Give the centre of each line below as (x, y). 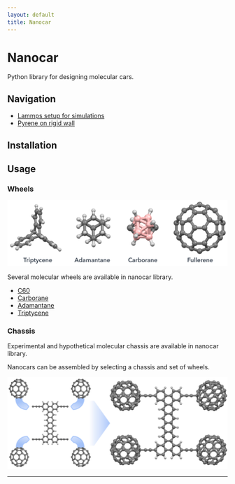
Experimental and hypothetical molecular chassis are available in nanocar (113, 346)
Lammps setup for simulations (61, 116)
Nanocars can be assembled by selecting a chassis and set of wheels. (108, 367)
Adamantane (36, 305)
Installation (32, 145)
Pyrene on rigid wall (46, 123)
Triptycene (33, 313)
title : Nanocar (29, 22)
